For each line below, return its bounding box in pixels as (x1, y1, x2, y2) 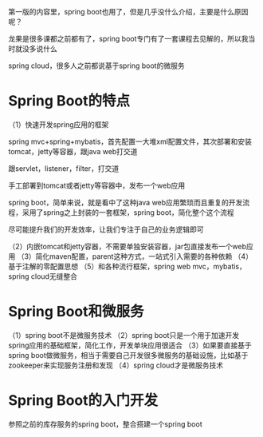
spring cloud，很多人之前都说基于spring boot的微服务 (8, 61, 185, 70)
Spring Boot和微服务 (8, 303, 144, 321)
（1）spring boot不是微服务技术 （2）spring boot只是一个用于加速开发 (8, 330, 240, 340)
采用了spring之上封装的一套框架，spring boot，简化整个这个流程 (22, 207, 235, 217)
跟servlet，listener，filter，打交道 (8, 163, 120, 173)
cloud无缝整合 (30, 271, 78, 281)
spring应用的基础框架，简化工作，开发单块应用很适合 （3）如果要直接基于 (8, 340, 253, 350)
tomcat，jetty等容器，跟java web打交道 (8, 146, 138, 156)
